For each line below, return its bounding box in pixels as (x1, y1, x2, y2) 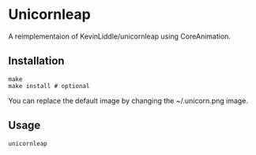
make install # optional (8, 82, 90, 90)
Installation (8, 54, 65, 68)
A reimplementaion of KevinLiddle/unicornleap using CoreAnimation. (8, 31, 232, 41)
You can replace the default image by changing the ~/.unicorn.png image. (8, 96, 249, 105)
